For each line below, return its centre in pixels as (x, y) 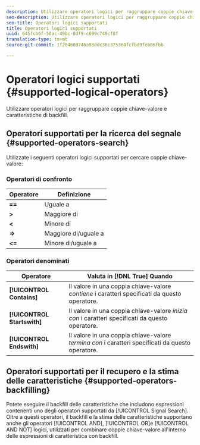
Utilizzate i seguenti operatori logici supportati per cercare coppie (87, 157)
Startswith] (26, 322)
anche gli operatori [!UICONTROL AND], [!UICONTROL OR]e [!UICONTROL (98, 424)
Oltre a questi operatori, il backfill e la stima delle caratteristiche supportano (99, 417)
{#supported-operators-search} (68, 143)
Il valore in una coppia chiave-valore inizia (128, 311)
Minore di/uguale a (71, 243)
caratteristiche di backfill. (37, 115)
